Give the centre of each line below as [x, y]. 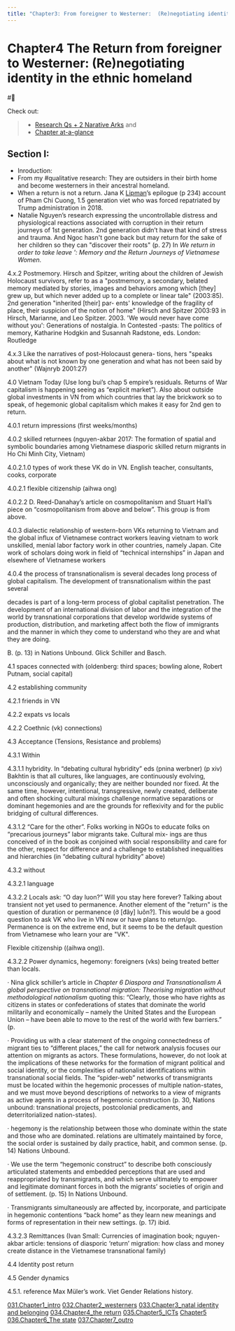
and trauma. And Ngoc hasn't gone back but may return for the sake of [120, 238]
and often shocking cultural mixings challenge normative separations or [111, 799]
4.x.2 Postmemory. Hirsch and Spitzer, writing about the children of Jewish [115, 273]
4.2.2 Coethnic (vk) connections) [55, 728]
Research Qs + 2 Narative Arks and [86, 124]
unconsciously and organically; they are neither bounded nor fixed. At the [113, 783]
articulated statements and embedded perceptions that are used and [106, 1172]
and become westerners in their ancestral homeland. [93, 185]
